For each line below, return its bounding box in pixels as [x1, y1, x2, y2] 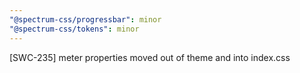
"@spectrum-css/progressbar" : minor [9, 14, 162, 25]
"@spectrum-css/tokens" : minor [9, 24, 140, 34]
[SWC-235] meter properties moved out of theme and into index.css [9, 51, 291, 63]
